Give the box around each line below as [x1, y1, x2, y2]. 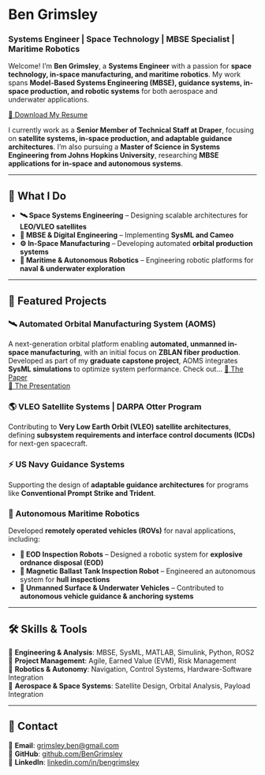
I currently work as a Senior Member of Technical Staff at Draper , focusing [8, 125, 255, 135]
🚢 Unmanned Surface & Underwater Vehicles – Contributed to [19, 583, 224, 592]
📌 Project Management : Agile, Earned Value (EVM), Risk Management [8, 656, 237, 665]
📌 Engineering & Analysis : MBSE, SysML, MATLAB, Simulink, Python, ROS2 [8, 647, 255, 657]
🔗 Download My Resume [8, 110, 88, 120]
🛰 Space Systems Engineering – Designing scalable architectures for [19, 211, 248, 220]
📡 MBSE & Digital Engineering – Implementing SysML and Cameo [19, 230, 234, 240]
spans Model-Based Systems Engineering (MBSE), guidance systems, [8, 78, 243, 88]
